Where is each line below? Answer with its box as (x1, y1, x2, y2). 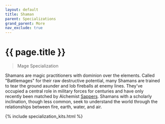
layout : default (5, 7, 38, 12)
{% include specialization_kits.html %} (5, 114, 83, 120)
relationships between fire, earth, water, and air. (5, 104, 102, 110)
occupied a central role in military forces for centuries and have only (5, 88, 144, 94)
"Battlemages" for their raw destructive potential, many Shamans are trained (5, 78, 160, 84)
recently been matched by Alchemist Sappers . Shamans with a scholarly (5, 93, 152, 99)
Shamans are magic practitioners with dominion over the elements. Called (5, 72, 155, 79)
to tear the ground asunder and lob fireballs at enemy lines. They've (5, 83, 143, 89)
